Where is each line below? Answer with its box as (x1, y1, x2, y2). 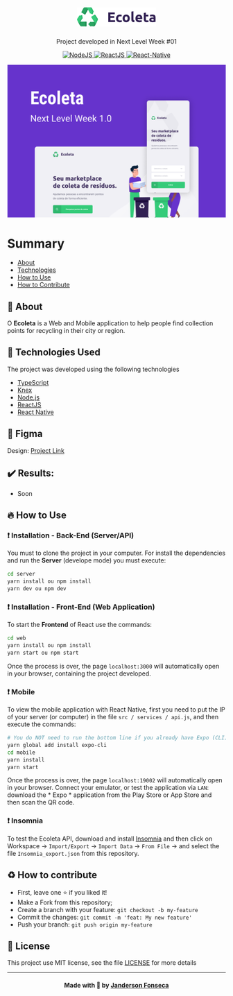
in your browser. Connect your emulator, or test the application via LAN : (7, 784, 209, 792)
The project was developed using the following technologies (7, 365, 180, 373)
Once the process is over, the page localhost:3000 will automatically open (7, 662, 220, 670)
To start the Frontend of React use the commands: (7, 621, 153, 629)
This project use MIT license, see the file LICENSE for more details (7, 959, 197, 967)
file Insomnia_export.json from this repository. (7, 849, 140, 857)
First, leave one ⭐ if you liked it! (17, 888, 107, 896)
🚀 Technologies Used (7, 347, 101, 359)
